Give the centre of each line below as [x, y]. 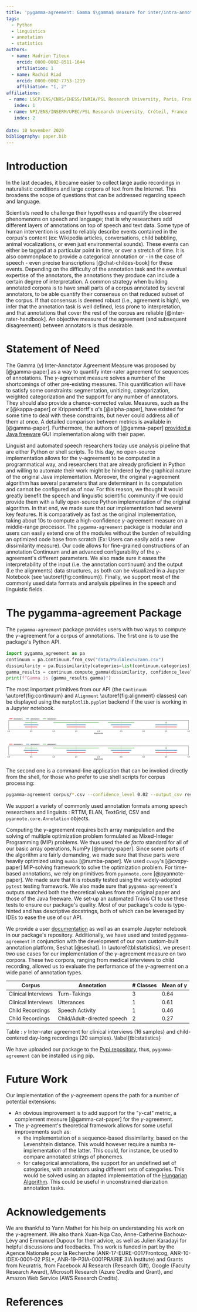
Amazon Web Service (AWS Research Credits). [63, 1278]
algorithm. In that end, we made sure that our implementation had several [95, 508]
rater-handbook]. [27, 319]
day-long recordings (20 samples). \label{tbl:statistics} [95, 1038]
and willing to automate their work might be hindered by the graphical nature [98, 470]
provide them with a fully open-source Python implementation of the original [98, 502]
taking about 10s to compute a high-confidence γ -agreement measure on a [97, 520]
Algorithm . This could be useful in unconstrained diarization [96, 1182]
